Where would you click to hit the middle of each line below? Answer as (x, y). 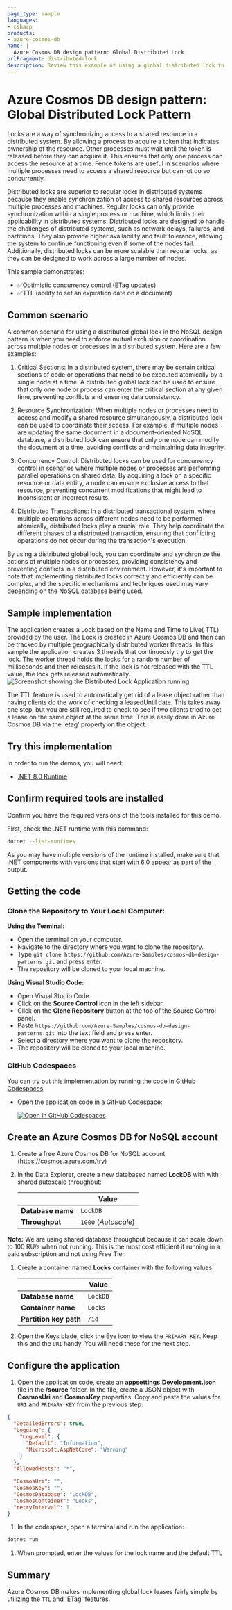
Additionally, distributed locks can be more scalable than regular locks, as (113, 250)
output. (17, 869)
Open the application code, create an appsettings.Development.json (117, 1382)
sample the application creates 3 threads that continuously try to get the (110, 652)
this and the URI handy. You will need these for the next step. (104, 1344)
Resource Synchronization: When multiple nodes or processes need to (118, 410)
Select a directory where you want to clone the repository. (100, 1041)
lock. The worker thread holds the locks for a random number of (99, 659)
